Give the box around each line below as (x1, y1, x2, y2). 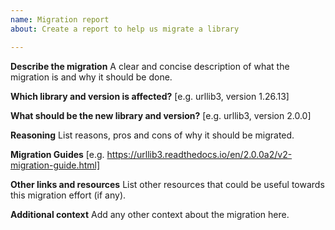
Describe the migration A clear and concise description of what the (10, 60, 290, 72)
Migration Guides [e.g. (10, 148, 105, 160)
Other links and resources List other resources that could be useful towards (10, 178, 325, 190)
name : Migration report (10, 14, 110, 25)
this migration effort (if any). (10, 189, 127, 201)
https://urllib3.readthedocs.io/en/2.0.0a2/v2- (106, 148, 293, 160)
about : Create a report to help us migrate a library (10, 24, 240, 34)
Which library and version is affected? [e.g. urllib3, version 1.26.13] (10, 90, 290, 102)
